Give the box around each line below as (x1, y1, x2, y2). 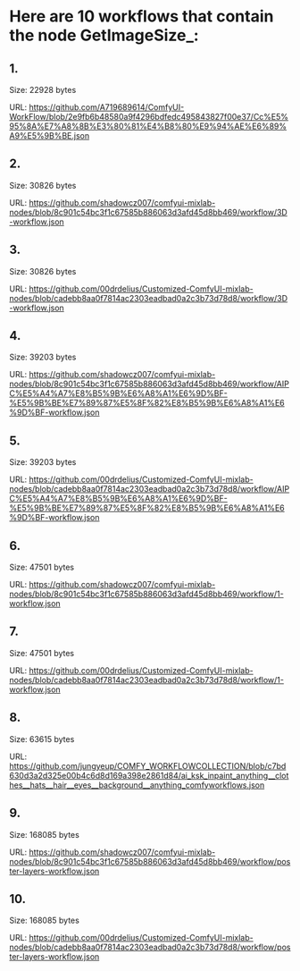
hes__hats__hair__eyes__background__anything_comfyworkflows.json (9, 780, 265, 790)
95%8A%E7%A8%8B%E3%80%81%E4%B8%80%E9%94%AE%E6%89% (9, 121, 287, 131)
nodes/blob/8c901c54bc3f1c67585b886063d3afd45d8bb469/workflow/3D (9, 207, 287, 217)
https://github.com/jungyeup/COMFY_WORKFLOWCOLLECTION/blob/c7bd (9, 760, 287, 771)
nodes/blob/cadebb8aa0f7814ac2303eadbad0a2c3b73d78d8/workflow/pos (9, 941, 291, 953)
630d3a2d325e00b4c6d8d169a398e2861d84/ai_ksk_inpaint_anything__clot (9, 770, 289, 781)
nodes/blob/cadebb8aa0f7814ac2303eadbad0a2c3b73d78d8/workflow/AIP (9, 484, 290, 494)
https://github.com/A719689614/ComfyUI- (29, 102, 185, 113)
